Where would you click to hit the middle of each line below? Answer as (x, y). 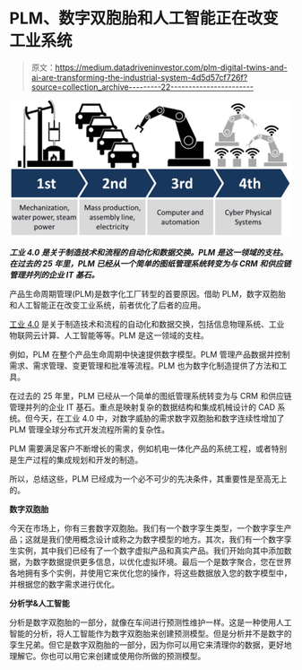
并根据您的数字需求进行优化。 (64, 584)
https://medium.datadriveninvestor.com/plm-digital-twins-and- (172, 67)
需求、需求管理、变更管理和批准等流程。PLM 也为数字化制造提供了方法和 (144, 365)
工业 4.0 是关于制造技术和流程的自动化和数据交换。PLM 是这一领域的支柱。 (149, 252)
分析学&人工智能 (39, 603)
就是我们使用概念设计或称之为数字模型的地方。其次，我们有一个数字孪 (162, 539)
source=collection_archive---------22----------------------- (142, 87)
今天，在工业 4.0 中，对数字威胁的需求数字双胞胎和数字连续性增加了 (159, 418)
